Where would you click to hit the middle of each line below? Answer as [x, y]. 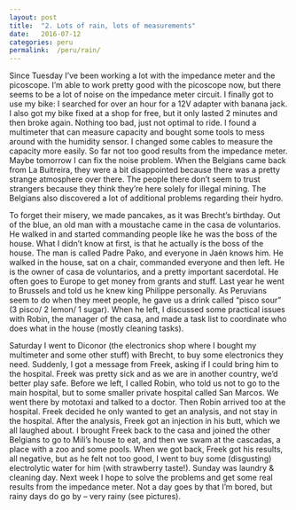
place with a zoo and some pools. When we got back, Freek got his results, [146, 450]
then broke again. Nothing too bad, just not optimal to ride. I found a [133, 123]
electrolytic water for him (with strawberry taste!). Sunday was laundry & [142, 468]
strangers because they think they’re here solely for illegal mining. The [138, 189]
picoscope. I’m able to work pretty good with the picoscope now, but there [145, 85]
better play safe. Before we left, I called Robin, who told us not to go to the [145, 383]
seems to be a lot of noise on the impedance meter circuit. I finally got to [141, 95]
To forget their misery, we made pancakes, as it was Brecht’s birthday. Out [145, 216]
